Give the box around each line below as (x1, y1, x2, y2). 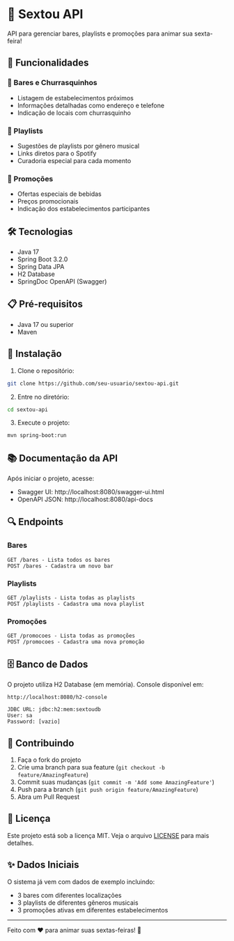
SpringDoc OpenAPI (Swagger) (17, 277, 107, 286)
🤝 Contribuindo (7, 737, 75, 749)
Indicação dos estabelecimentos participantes (17, 205, 150, 213)
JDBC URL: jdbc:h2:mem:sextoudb (7, 706, 101, 713)
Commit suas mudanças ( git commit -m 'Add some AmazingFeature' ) (17, 778, 214, 786)
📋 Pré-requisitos (7, 298, 84, 310)
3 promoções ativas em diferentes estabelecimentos (17, 905, 169, 914)
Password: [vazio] (7, 718, 61, 726)
